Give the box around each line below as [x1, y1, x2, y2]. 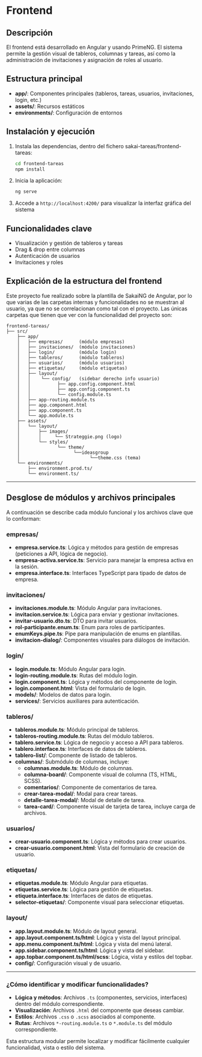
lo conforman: [6, 515, 41, 522]
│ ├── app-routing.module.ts [17, 397, 96, 403]
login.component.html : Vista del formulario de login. [14, 685, 147, 692]
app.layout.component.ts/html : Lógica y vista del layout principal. [14, 933, 182, 941]
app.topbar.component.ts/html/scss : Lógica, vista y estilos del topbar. [14, 953, 193, 960]
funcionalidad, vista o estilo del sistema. [6, 1044, 106, 1052]
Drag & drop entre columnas [14, 246, 85, 253]
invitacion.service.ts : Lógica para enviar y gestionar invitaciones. [14, 611, 179, 618]
